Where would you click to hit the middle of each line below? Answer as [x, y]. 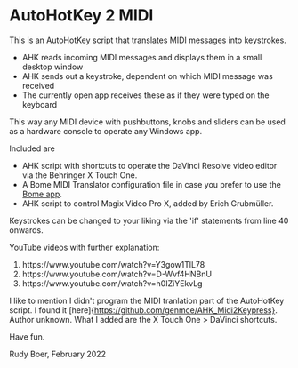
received [38, 85]
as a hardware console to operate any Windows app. [106, 131]
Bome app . [42, 194]
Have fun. [27, 336]
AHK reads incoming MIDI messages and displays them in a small [142, 57]
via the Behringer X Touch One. [80, 175]
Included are [32, 148]
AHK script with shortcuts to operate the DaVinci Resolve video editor [149, 165]
